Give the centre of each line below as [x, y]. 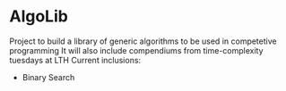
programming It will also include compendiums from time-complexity [136, 50]
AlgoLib [39, 17]
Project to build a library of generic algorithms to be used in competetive [143, 41]
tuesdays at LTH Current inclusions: [75, 60]
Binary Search [48, 77]
